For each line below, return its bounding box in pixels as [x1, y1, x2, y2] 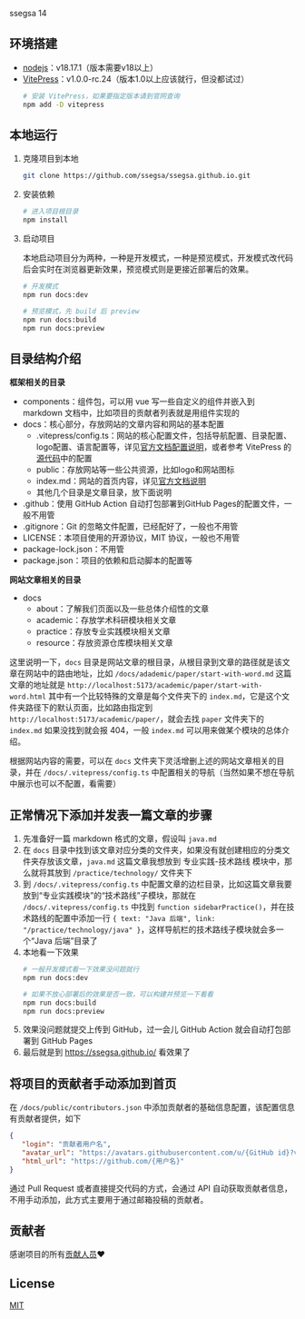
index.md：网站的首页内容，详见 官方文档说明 [35, 476, 207, 487]
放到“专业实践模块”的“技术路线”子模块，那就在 [22, 890, 197, 900]
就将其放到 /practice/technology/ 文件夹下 [30, 868, 193, 878]
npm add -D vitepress [22, 100, 104, 109]
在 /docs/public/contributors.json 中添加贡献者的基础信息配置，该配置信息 [9, 1102, 295, 1113]
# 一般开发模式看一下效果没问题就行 [22, 965, 140, 974]
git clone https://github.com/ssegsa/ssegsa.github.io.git [22, 172, 251, 181]
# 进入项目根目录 [22, 207, 79, 216]
